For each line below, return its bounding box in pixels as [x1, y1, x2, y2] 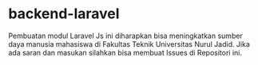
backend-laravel [8, 5, 120, 23]
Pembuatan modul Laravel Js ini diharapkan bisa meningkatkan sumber [8, 31, 244, 40]
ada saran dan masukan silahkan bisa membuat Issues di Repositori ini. [8, 48, 242, 57]
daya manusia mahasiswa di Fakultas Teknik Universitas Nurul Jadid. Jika [8, 39, 250, 48]
